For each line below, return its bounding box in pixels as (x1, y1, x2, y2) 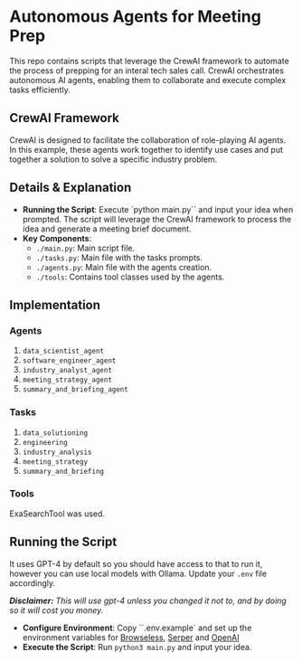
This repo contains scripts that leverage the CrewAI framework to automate (9, 55, 289, 66)
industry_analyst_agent (22, 366, 113, 375)
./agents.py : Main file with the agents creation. (35, 261, 212, 272)
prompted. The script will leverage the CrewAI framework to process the (22, 213, 292, 224)
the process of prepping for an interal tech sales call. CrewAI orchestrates (9, 65, 285, 76)
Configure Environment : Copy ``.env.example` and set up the (22, 622, 252, 633)
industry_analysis (22, 448, 92, 457)
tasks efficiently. (9, 84, 71, 95)
